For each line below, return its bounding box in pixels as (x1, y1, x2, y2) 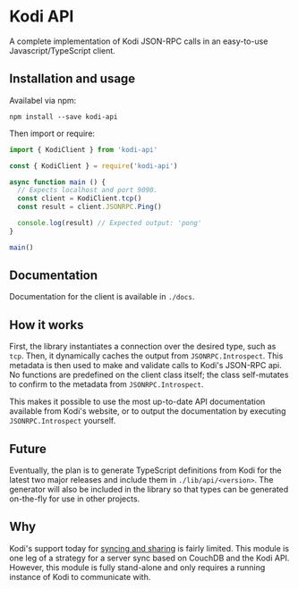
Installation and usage (9, 72, 136, 87)
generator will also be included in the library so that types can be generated (9, 484, 289, 495)
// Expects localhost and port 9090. (17, 186, 158, 195)
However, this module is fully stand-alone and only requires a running (9, 561, 266, 573)
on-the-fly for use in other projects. (9, 493, 140, 504)
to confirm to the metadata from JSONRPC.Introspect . (9, 379, 204, 390)
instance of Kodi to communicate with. (9, 571, 151, 582)
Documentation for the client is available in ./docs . (9, 291, 195, 302)
